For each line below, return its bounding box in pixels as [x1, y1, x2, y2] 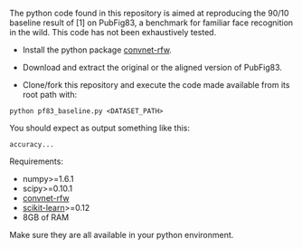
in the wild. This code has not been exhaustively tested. [9, 27, 217, 37]
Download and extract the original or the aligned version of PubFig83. [22, 62, 283, 72]
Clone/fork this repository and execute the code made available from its [22, 80, 290, 90]
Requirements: [9, 156, 63, 167]
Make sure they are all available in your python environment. [9, 230, 234, 240]
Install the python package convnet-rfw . [22, 44, 172, 55]
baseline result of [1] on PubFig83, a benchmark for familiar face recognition [9, 17, 294, 28]
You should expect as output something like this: [9, 122, 191, 133]
